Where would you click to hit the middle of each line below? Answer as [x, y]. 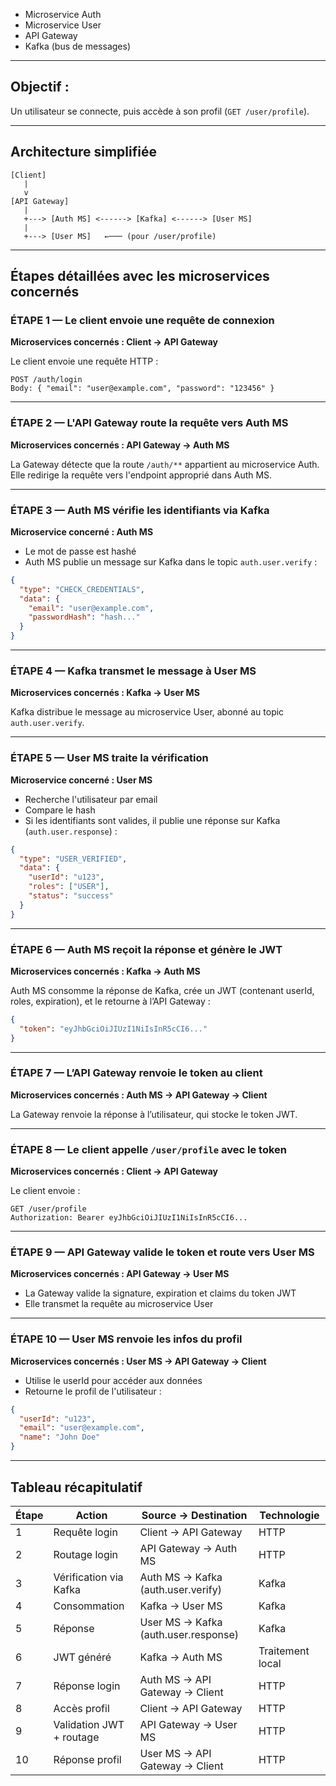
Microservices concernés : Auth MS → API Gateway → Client [139, 1095]
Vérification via [88, 1577]
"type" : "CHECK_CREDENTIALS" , [82, 589]
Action [91, 1515]
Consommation [89, 1606]
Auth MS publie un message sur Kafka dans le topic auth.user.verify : [171, 561]
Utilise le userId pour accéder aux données [113, 1380]
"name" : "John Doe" [60, 1437]
